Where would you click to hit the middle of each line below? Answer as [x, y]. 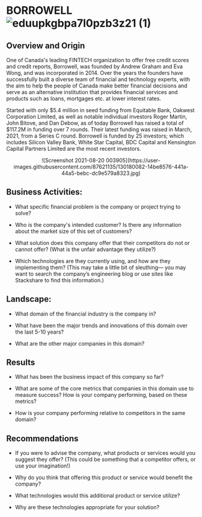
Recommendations [42, 438]
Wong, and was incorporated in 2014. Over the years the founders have [95, 73]
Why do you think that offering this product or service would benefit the [104, 478]
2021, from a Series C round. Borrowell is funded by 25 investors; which [95, 136]
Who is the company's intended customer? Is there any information [98, 224]
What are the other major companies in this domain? [80, 343]
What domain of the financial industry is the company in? [85, 314]
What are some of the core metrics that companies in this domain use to [104, 389]
